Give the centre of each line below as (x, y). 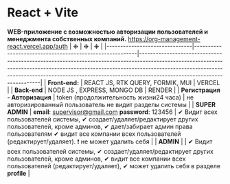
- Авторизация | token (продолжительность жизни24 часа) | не (101, 97)
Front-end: (64, 82)
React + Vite (43, 13)
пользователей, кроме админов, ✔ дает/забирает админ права (100, 126)
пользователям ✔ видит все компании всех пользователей (94, 134)
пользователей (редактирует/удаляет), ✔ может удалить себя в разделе (114, 165)
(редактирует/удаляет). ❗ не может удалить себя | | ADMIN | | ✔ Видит (110, 141)
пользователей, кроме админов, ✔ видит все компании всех (96, 159)
